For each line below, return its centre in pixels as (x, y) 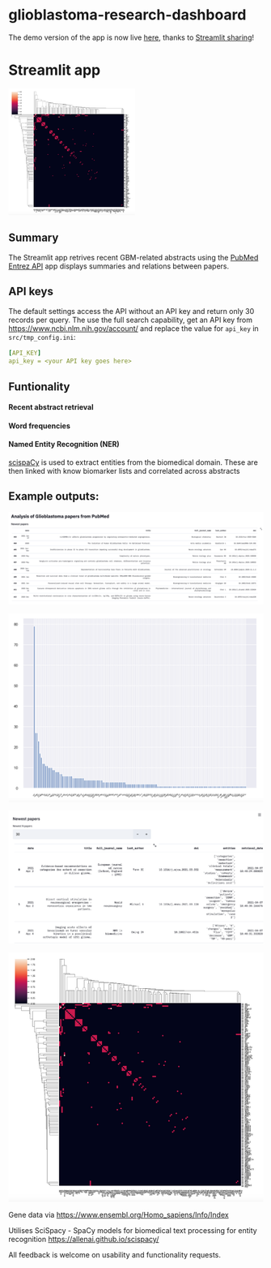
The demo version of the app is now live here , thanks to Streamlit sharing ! (131, 37)
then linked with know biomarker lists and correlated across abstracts (124, 471)
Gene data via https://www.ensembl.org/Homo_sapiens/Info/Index (119, 1215)
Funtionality (39, 387)
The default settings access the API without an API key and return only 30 (131, 311)
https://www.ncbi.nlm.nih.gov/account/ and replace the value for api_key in (133, 328)
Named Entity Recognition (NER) (64, 445)
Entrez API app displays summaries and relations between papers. (119, 266)
